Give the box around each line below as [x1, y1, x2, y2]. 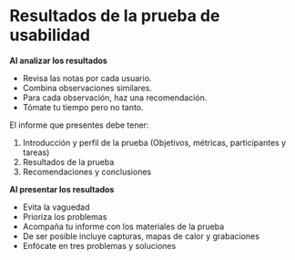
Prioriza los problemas [22, 211, 107, 222]
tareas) [22, 147, 50, 158]
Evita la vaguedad [22, 202, 90, 213]
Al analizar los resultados [9, 55, 107, 66]
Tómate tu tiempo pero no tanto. [22, 101, 144, 112]
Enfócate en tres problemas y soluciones [22, 240, 177, 251]
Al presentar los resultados [9, 183, 115, 194]
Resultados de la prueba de [9, 5, 220, 26]
